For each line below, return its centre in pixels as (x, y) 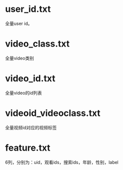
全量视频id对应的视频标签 (31, 127)
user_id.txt (28, 9)
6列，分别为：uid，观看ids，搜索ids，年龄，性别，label (62, 162)
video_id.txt (30, 79)
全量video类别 (20, 58)
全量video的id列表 (24, 93)
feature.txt (28, 148)
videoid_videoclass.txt (53, 113)
